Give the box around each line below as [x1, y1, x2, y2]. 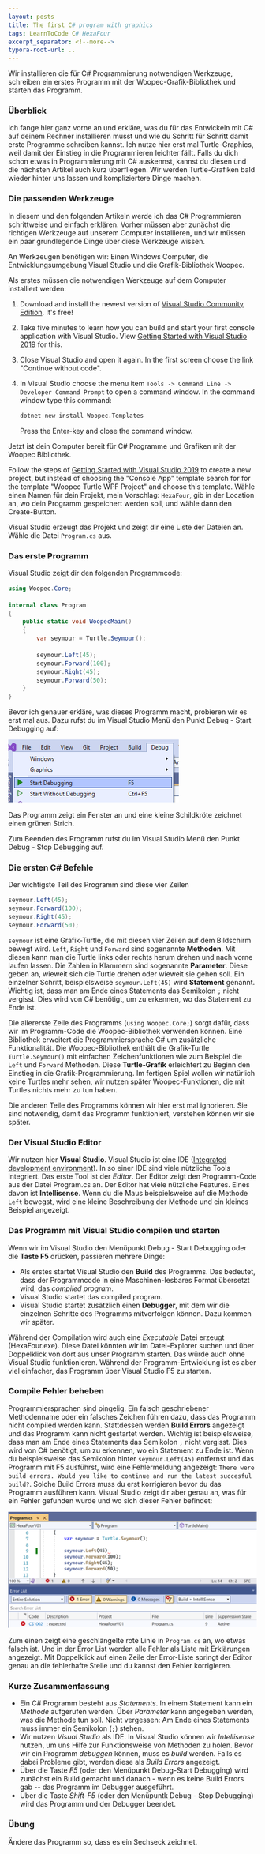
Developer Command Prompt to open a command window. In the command [19, 387, 255, 397]
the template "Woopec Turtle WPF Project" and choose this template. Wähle [8, 482, 255, 491]
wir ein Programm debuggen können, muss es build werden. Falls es [19, 1749, 242, 1758]
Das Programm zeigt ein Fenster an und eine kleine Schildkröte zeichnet [8, 810, 242, 820]
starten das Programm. [8, 85, 83, 95]
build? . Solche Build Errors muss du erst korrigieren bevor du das [8, 1479, 222, 1488]
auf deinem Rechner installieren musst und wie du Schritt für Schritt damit [8, 131, 248, 141]
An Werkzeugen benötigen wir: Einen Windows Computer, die [8, 251, 209, 261]
